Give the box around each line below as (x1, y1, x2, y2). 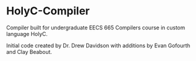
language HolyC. (6, 30, 48, 37)
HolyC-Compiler (6, 4, 90, 18)
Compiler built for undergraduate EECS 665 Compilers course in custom (6, 24, 186, 31)
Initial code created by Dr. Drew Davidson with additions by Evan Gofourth (6, 42, 191, 49)
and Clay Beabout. (6, 48, 52, 55)
